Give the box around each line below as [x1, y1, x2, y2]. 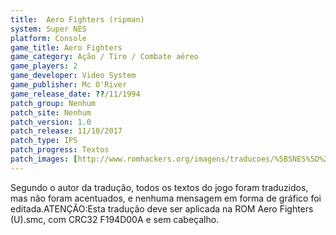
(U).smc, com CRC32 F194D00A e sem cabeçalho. [10, 213, 220, 225]
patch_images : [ [10, 154, 78, 164]
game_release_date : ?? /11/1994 [10, 89, 141, 99]
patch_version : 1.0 [10, 117, 92, 127]
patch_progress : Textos [10, 145, 110, 155]
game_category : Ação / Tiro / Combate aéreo [10, 52, 199, 62]
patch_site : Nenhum [10, 107, 92, 118]
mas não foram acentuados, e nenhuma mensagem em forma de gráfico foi [10, 192, 322, 204]
